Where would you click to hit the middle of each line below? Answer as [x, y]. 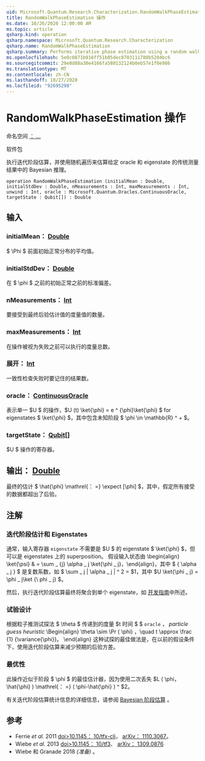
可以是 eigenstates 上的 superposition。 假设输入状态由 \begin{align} [93, 556]
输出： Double [33, 470]
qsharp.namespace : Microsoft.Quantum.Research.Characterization [90, 40]
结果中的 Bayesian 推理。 [38, 169]
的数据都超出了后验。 [33, 494]
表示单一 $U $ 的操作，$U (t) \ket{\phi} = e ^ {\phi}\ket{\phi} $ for [89, 410]
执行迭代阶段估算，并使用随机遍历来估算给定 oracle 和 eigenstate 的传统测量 [103, 162]
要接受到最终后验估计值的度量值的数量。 [57, 315]
